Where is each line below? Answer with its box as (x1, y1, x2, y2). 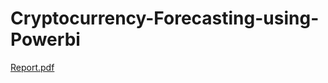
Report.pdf (10, 61, 55, 73)
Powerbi (10, 28, 81, 51)
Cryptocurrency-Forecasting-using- (10, 7, 320, 30)
